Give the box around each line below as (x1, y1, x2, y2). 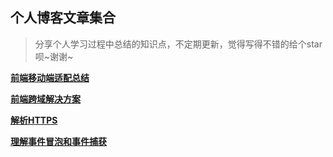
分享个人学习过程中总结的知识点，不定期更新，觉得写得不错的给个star (34, 38, 323, 50)
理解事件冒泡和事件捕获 (10, 135, 107, 147)
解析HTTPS (10, 114, 58, 126)
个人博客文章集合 (10, 9, 116, 27)
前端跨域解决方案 (10, 93, 81, 105)
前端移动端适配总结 (10, 71, 90, 83)
